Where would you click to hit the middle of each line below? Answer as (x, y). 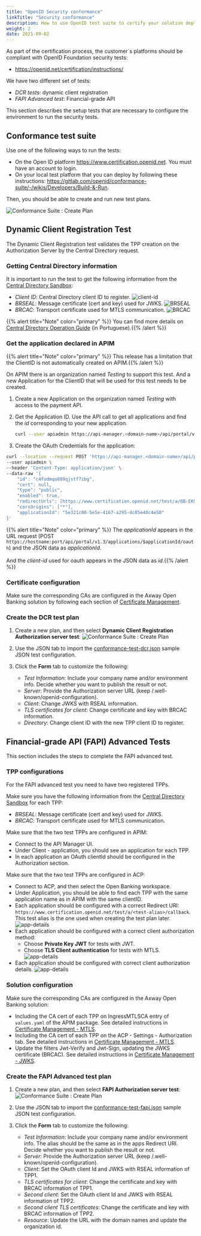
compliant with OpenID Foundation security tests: (67, 58)
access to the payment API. (49, 405)
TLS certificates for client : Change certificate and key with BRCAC (105, 710)
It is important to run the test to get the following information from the (92, 279)
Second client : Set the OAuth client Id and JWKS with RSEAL (98, 1195)
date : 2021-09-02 (28, 34)
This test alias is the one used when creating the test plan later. (92, 918)
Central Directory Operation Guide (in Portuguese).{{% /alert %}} (86, 328)
